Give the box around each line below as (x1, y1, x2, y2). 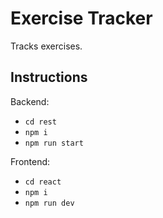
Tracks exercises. (10, 40, 83, 52)
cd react (24, 177, 62, 187)
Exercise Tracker (10, 7, 153, 30)
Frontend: (10, 155, 51, 167)
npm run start (24, 138, 84, 148)
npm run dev (24, 198, 75, 208)
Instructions (10, 69, 88, 86)
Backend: (10, 95, 50, 107)
